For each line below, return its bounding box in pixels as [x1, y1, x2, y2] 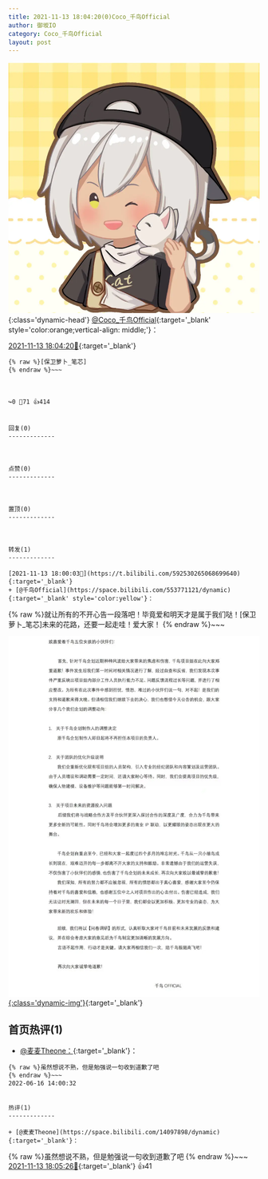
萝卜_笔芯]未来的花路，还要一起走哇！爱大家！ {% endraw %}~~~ [8, 620, 226, 629]
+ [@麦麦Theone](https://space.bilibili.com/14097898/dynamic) [8, 1128, 221, 1136]
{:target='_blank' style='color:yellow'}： [8, 595, 154, 603]
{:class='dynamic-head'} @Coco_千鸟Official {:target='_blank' [8, 316, 211, 325]
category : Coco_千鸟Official [8, 30, 103, 38]
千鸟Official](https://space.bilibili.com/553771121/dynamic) [22, 586, 231, 594]
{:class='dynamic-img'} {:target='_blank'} [8, 998, 144, 1008]
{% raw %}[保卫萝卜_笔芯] [8, 358, 88, 367]
